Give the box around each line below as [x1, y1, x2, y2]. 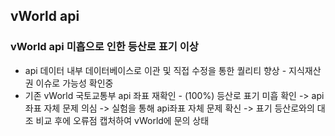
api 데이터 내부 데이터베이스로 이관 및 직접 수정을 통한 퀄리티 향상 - [24, 64, 287, 76]
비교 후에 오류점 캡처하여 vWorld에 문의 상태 [35, 114, 210, 126]
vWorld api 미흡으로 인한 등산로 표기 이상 [10, 40, 199, 54]
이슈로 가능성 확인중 [35, 77, 114, 89]
